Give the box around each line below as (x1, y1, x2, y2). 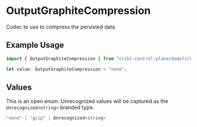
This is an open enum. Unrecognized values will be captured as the (6, 98, 169, 105)
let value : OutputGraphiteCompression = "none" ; (6, 66, 127, 72)
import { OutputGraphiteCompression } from (6, 55, 114, 62)
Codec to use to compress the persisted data (6, 23, 116, 30)
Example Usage (6, 40, 64, 50)
